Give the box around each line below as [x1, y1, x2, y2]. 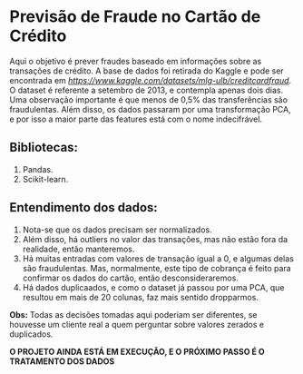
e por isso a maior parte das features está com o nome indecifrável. [9, 113, 263, 124]
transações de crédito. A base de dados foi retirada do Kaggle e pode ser [9, 65, 284, 76]
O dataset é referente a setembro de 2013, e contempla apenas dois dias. [9, 84, 284, 95]
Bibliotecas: [9, 140, 79, 155]
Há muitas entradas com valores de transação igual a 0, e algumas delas [22, 252, 295, 264]
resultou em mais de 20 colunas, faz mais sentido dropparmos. [22, 291, 259, 302]
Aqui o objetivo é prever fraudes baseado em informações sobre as [9, 55, 262, 66]
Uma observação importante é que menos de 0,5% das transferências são [9, 93, 288, 105]
